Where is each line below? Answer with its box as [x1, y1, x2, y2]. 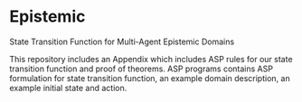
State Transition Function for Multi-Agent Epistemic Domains [9, 36, 235, 47]
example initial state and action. [9, 82, 127, 93]
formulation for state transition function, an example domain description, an [9, 72, 291, 83]
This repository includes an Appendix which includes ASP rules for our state [9, 53, 293, 64]
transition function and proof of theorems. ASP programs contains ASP [9, 63, 274, 74]
